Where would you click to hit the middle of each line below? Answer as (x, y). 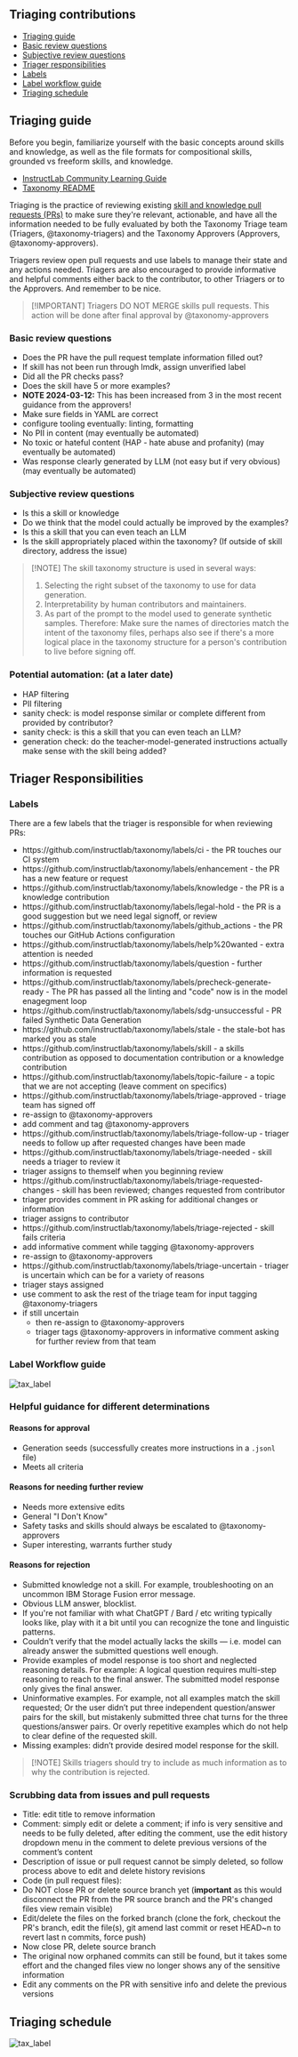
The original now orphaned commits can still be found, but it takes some (154, 1957)
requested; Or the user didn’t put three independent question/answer (149, 1707)
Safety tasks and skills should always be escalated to (120, 1525)
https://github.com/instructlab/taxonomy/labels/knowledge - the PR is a (153, 888)
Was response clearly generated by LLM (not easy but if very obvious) (151, 461)
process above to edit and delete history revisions (114, 1871)
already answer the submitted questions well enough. (120, 1651)
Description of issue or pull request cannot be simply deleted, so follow (153, 1861)
